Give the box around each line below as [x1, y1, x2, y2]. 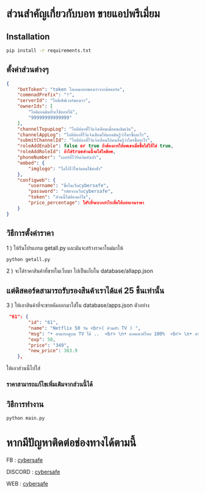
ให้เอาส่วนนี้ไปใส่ [6, 364, 41, 372]
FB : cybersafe [6, 456, 43, 464]
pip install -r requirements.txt [6, 48, 92, 54]
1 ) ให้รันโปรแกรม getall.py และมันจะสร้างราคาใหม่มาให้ [6, 244, 123, 251]
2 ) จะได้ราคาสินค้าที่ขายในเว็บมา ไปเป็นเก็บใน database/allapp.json [6, 267, 154, 275]
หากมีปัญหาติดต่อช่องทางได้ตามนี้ [6, 436, 137, 449]
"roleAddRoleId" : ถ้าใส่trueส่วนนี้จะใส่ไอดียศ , [17, 149, 116, 155]
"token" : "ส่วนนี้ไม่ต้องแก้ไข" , [28, 194, 92, 200]
